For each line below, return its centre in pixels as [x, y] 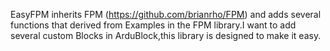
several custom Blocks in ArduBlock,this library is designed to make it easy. [166, 35]
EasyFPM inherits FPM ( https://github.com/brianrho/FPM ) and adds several [166, 14]
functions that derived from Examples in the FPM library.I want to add [153, 25]
